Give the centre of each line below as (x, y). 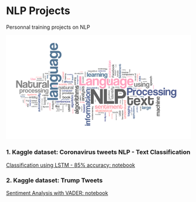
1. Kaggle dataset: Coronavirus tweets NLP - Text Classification (98, 152)
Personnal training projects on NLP (48, 27)
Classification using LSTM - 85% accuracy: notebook (71, 165)
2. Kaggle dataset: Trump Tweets (54, 180)
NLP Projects (38, 11)
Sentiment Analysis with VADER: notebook (57, 193)
